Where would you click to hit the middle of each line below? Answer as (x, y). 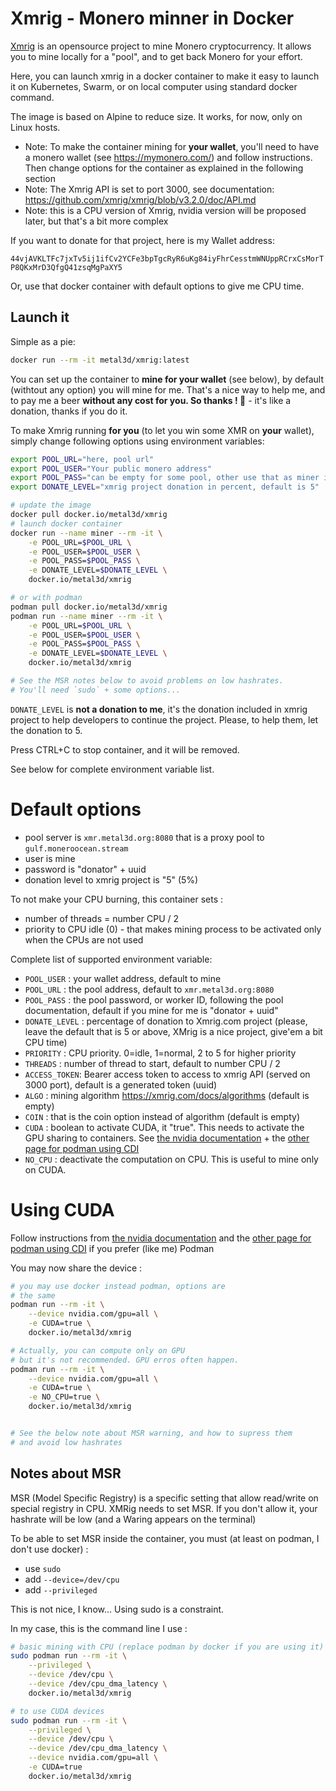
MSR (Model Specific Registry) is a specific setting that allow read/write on (164, 1498)
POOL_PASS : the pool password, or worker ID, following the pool (154, 999)
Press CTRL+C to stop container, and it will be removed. (125, 749)
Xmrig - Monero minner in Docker (152, 18)
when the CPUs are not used (84, 939)
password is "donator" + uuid (85, 869)
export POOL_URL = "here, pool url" (82, 459)
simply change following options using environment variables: (137, 441)
